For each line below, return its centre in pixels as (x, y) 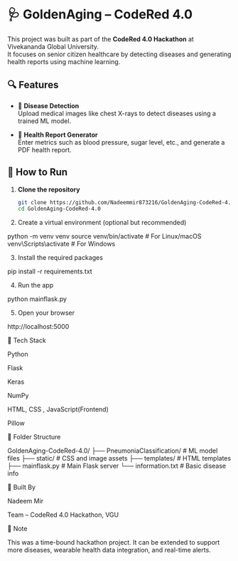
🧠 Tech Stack (27, 340)
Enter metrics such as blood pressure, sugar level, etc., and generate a (121, 142)
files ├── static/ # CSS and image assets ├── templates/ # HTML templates (119, 458)
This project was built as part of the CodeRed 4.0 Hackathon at (101, 39)
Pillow (16, 423)
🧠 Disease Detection (48, 105)
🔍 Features (33, 85)
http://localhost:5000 (38, 327)
